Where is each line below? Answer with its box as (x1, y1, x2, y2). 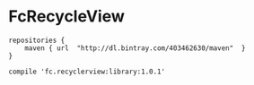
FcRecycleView (8, 6, 125, 27)
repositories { (8, 36, 66, 45)
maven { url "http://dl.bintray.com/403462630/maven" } (24, 43, 246, 53)
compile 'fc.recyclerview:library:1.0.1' (8, 67, 166, 76)
